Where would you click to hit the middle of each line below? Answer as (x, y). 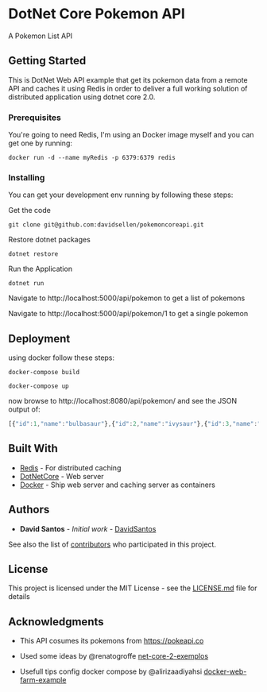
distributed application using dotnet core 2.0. (82, 97)
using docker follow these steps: (62, 358)
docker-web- (225, 671)
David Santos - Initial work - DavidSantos (88, 528)
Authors (29, 510)
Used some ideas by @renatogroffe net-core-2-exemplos (114, 656)
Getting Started (47, 61)
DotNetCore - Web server (62, 476)
